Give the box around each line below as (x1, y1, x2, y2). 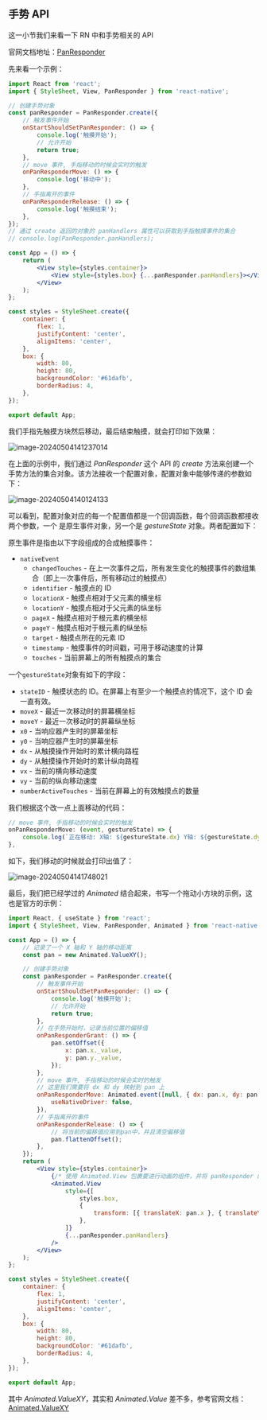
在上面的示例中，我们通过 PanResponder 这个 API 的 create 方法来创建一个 (8, 458, 254, 468)
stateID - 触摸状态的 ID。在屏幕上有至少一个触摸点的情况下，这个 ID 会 (19, 687, 253, 696)
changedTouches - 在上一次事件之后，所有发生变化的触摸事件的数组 (31, 563, 250, 573)
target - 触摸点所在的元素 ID (31, 632, 126, 642)
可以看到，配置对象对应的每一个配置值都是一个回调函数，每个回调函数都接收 (8, 511, 259, 520)
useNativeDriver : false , (50, 1099, 133, 1107)
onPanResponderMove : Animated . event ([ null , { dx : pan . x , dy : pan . (37, 1091, 261, 1099)
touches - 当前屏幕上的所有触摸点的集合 (31, 652, 162, 662)
